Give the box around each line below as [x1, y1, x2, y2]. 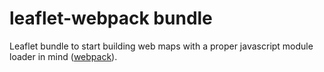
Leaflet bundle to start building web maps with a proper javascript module [9, 40, 314, 52]
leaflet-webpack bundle [9, 7, 213, 30]
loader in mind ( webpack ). [9, 50, 118, 62]
